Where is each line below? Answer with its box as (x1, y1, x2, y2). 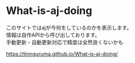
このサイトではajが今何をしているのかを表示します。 (6, 24, 132, 31)
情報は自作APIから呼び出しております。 (6, 31, 101, 38)
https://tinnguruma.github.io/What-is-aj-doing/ (6, 50, 118, 57)
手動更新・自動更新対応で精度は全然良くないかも (6, 38, 123, 45)
